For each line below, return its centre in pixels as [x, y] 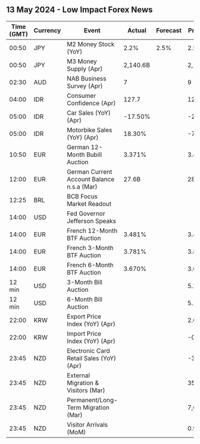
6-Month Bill [85, 299]
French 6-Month [90, 265]
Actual [137, 30]
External [78, 375]
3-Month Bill [85, 282]
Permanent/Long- [92, 400]
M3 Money [82, 61]
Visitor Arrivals [87, 424]
